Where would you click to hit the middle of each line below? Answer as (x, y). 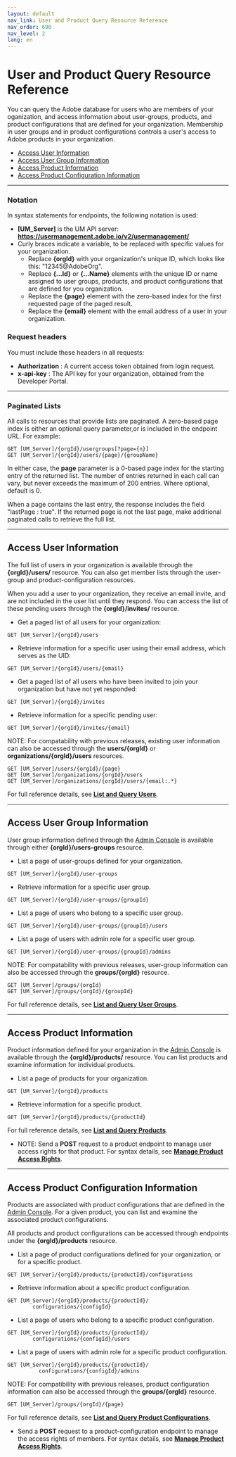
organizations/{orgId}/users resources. (66, 756)
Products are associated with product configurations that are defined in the (116, 1205)
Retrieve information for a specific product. (80, 1104)
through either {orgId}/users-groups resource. (76, 847)
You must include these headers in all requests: (76, 352)
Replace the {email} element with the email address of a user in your (127, 311)
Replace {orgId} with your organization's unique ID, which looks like (126, 259)
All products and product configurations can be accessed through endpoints (118, 1233)
